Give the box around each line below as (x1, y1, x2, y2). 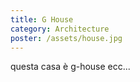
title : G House (10, 14, 74, 25)
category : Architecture (10, 24, 110, 34)
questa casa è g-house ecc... (10, 61, 131, 73)
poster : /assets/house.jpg (10, 33, 123, 43)
